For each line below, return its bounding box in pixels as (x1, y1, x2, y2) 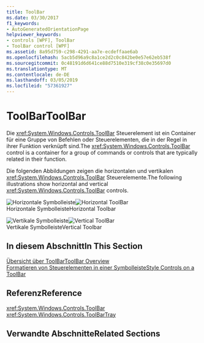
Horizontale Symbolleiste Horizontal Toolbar (6, 205, 116, 212)
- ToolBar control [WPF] (6, 43, 70, 50)
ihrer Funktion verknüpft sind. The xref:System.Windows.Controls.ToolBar (6, 142, 191, 150)
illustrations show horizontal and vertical (6, 180, 108, 187)
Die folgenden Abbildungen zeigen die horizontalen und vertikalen (6, 167, 173, 174)
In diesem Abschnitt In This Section (6, 241, 143, 251)
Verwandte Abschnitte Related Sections (6, 328, 161, 339)
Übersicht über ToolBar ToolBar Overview (6, 257, 110, 265)
